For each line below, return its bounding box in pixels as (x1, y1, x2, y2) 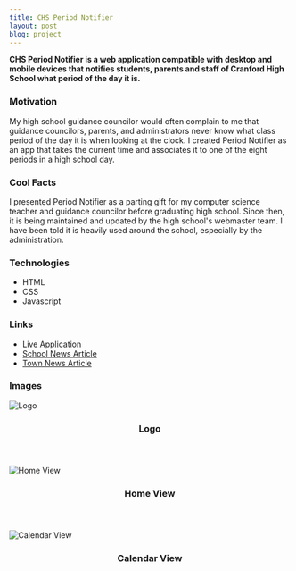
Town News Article (21, 357, 92, 368)
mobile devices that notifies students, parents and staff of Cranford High (9, 63, 284, 74)
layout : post (9, 21, 58, 30)
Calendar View (117, 551, 183, 564)
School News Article (21, 348, 98, 358)
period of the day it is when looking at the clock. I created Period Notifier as (9, 135, 287, 146)
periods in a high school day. (9, 154, 115, 164)
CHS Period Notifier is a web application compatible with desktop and (9, 55, 273, 65)
